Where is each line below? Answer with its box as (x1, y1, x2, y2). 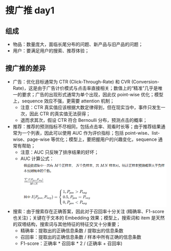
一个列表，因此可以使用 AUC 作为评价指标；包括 (22, 130, 124, 136)
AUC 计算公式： (20, 155, 54, 161)
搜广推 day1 (5, 5, 55, 16)
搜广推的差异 (5, 64, 46, 73)
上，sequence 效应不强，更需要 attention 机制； (12, 98, 115, 104)
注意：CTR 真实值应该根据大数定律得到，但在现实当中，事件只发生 (20, 104, 161, 110)
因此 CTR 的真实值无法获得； (29, 111, 91, 117)
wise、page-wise (12, 136, 50, 142)
